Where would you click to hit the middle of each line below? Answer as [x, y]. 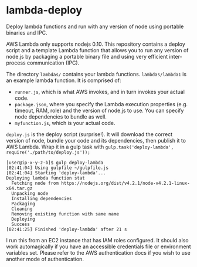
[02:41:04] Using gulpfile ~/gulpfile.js [57, 168]
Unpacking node [30, 193]
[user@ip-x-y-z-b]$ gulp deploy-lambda [55, 163]
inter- [176, 56]
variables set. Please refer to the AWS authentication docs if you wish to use [98, 252]
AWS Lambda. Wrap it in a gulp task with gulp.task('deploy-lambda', [90, 147]
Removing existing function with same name [65, 214]
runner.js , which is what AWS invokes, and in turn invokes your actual [99, 92]
